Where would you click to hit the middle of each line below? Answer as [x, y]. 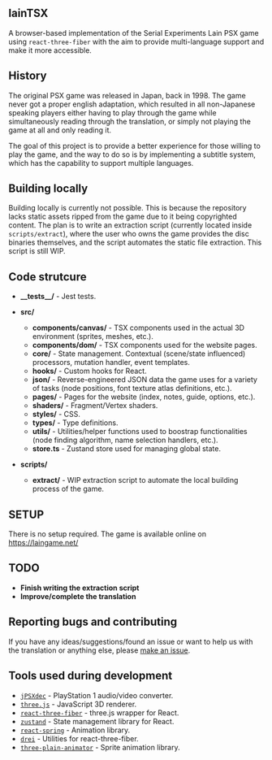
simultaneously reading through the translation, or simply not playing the [130, 121]
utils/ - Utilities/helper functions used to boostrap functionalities [140, 432]
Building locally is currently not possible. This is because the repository [127, 208]
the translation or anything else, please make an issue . [99, 650]
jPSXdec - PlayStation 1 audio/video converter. [97, 695]
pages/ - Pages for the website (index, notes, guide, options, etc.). [144, 397]
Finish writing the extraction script [80, 588]
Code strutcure [47, 277]
